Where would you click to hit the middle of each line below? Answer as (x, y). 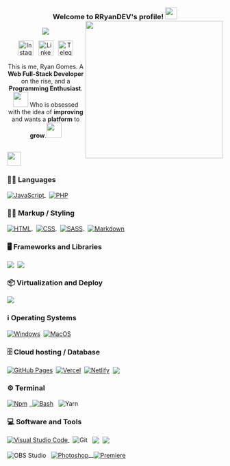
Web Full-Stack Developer (46, 74)
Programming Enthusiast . (46, 88)
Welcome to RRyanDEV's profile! (108, 16)
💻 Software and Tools (44, 422)
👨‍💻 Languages (31, 179)
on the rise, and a (46, 81)
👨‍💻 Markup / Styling (41, 213)
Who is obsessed (54, 105)
